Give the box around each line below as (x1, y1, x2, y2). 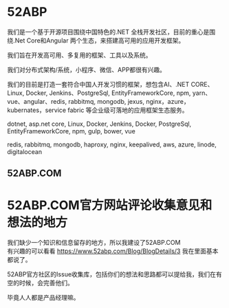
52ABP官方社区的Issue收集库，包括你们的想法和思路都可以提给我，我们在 (7, 270, 217, 278)
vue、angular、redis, (7, 97, 67, 105)
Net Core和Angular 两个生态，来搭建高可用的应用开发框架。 (14, 36, 185, 45)
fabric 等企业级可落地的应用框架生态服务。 (67, 106, 188, 114)
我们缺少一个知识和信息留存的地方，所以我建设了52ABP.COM (7, 239, 181, 247)
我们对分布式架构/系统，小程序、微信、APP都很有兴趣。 (7, 65, 166, 74)
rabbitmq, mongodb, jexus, (68, 97, 145, 105)
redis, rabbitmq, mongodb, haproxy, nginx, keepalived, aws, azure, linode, (7, 140, 217, 148)
